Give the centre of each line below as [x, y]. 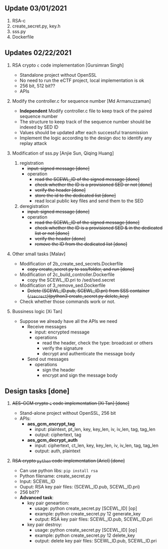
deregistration [34, 206]
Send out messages [48, 359]
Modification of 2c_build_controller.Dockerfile [67, 274]
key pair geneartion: [48, 503]
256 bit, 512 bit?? [37, 85]
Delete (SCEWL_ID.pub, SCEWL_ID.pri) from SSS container [88, 291]
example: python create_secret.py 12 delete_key [85, 535]
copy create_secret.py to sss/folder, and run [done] [81, 269]
